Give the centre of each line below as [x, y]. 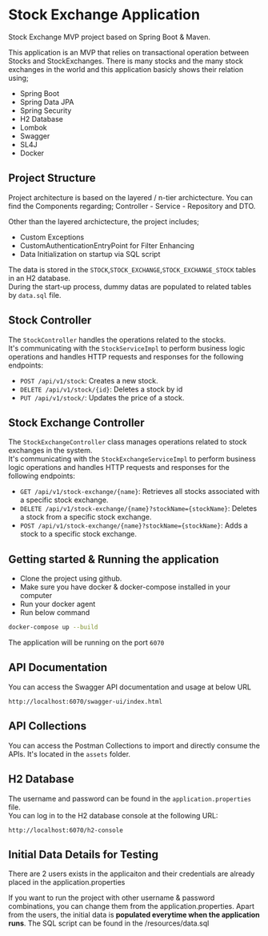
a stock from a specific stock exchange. [86, 517]
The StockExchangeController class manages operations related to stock [128, 442]
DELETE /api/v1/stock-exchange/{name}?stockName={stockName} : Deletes [138, 508]
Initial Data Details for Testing [83, 854]
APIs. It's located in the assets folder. [69, 753]
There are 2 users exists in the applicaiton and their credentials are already [132, 874]
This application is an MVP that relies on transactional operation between [129, 52]
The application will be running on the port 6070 [86, 643]
